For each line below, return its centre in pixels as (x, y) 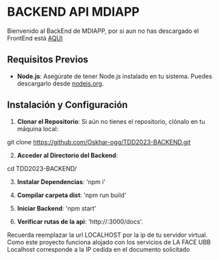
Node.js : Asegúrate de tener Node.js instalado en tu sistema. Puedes (114, 76)
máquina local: (38, 129)
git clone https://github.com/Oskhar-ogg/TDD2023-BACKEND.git (99, 142)
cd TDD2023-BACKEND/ (42, 168)
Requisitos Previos (48, 60)
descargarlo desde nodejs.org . (60, 83)
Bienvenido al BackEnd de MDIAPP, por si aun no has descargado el (103, 31)
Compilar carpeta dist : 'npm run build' (72, 195)
